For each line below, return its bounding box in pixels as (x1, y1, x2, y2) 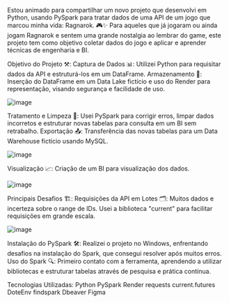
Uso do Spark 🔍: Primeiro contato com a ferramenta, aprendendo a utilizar (7, 257, 222, 265)
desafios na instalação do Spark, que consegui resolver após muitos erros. (7, 249, 222, 257)
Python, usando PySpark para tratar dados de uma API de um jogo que (7, 13, 211, 22)
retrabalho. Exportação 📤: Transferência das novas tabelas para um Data (7, 127, 218, 135)
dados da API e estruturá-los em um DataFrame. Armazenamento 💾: (7, 70, 203, 78)
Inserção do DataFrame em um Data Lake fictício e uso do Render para (7, 77, 211, 86)
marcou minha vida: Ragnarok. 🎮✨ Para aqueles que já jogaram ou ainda (7, 21, 218, 29)
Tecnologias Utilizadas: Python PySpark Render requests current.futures (7, 281, 216, 288)
